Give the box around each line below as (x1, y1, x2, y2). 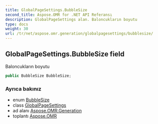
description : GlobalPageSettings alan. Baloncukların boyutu (5, 17, 138, 22)
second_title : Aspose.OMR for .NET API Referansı (5, 12, 113, 17)
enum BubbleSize (12, 97, 50, 103)
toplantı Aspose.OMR (12, 113, 57, 119)
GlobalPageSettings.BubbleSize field (5, 50, 125, 58)
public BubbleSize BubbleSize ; (5, 73, 72, 78)
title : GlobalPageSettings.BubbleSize (5, 7, 87, 13)
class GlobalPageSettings (12, 102, 67, 108)
